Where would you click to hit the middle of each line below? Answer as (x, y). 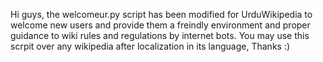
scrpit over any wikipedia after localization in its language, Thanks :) (150, 46)
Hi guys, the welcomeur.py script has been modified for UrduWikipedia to (161, 14)
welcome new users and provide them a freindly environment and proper (160, 25)
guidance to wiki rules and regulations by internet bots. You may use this (160, 35)
